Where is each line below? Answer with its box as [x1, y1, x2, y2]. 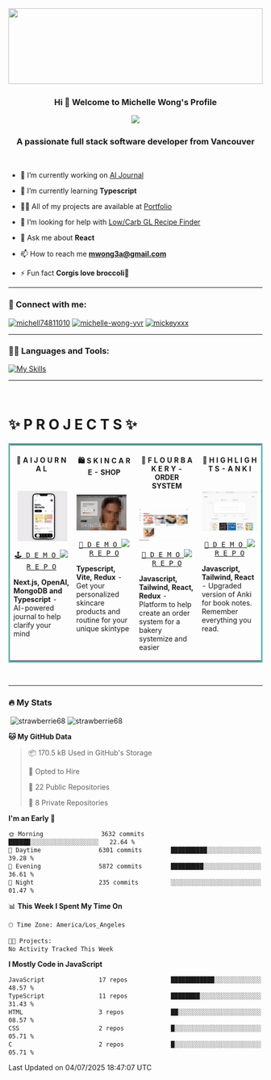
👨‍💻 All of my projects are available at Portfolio [19, 201, 172, 211]
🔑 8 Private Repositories [27, 797, 109, 807]
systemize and [139, 634, 188, 644]
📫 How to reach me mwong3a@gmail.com [19, 249, 167, 258]
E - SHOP [87, 467, 121, 477]
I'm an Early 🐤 [8, 813, 56, 823]
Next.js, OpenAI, [13, 577, 69, 588]
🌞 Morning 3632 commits [8, 830, 145, 838]
